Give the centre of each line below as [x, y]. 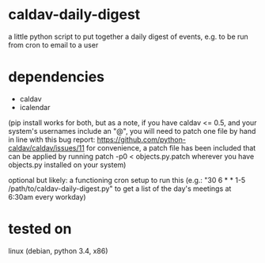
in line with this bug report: [52, 139]
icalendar [35, 107]
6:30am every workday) [47, 196]
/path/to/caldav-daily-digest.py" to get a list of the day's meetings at [120, 189]
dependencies [57, 77]
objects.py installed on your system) [67, 165]
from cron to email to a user [53, 44]
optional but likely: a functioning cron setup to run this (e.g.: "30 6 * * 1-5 [127, 180]
